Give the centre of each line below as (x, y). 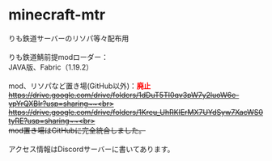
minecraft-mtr (57, 15)
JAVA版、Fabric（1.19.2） (51, 67)
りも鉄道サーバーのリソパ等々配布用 (69, 38)
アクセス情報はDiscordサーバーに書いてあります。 (91, 149)
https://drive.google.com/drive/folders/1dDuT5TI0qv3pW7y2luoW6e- (124, 95)
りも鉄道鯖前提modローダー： (59, 57)
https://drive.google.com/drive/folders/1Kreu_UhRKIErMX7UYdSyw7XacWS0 (136, 112)
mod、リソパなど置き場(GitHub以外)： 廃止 (80, 86)
